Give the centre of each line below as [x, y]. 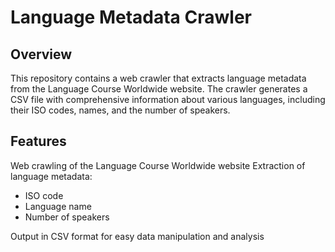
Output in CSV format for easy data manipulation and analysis [137, 236]
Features [38, 141]
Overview [41, 54]
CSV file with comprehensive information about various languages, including [168, 99]
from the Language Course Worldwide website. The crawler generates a [159, 89]
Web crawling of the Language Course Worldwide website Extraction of [158, 165]
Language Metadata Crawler [131, 17]
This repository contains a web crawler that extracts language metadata [158, 78]
